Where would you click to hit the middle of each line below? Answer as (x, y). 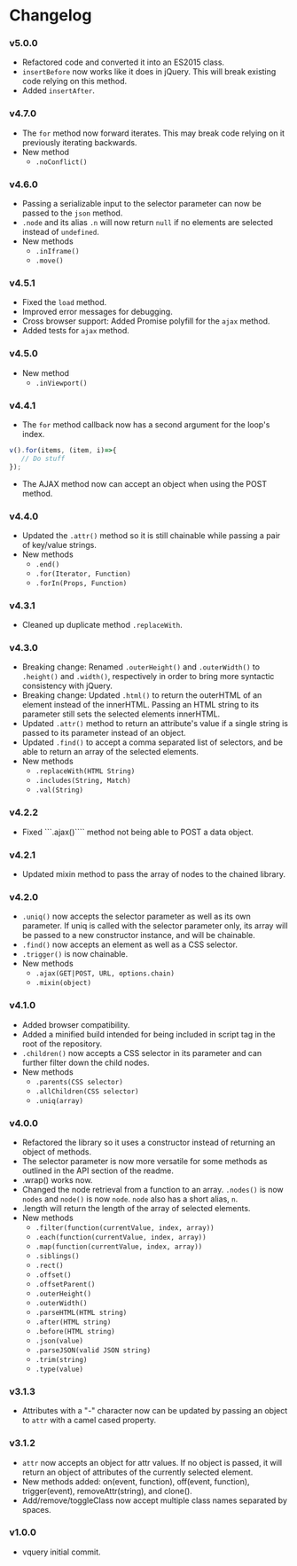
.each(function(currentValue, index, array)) (121, 1237)
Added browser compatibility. (76, 1024)
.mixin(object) (63, 983)
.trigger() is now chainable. (75, 954)
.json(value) (59, 1341)
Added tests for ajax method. (76, 331)
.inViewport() (61, 383)
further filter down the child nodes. (86, 1062)
